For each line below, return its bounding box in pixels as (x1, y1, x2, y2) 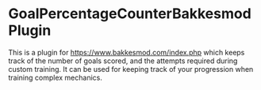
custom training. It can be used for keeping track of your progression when (8, 64, 254, 73)
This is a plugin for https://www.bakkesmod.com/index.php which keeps (8, 47, 245, 57)
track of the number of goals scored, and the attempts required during (8, 56, 238, 66)
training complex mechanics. (8, 73, 103, 82)
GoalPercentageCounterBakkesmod (8, 5, 251, 23)
